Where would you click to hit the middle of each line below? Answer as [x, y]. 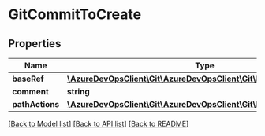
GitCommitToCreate [75, 15]
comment [30, 92]
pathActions [36, 104]
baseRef [28, 79]
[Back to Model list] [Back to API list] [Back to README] [99, 124]
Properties [35, 44]
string [78, 92]
